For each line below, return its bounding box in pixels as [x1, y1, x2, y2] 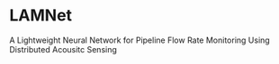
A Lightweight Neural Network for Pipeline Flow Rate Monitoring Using [9, 35, 270, 45]
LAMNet [9, 5, 73, 26]
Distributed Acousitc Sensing [9, 44, 117, 54]
